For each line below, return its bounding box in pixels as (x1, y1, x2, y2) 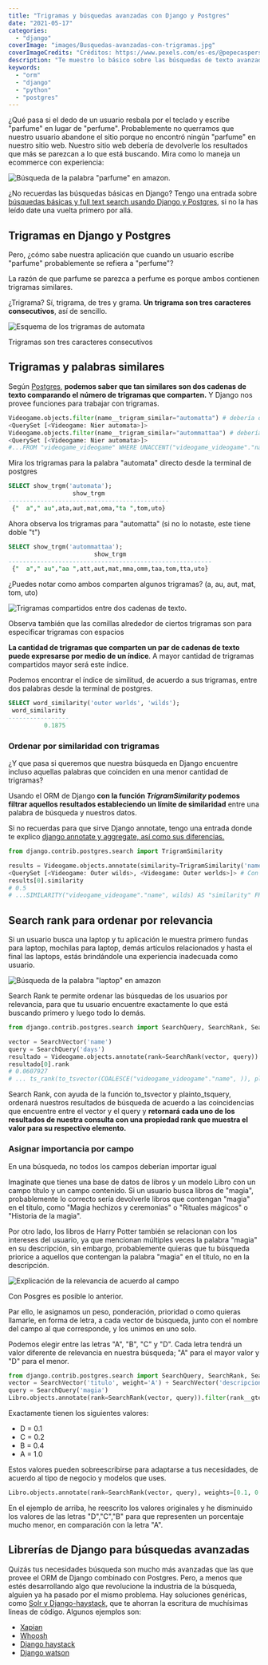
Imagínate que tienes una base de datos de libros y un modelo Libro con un (8, 1177, 256, 1187)
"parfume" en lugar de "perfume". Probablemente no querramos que (8, 124, 235, 133)
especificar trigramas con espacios (8, 628, 124, 637)
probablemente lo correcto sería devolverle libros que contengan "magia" (8, 1194, 250, 1203)
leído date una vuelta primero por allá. (8, 205, 133, 216)
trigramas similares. (8, 283, 73, 292)
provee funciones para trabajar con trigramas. (8, 398, 160, 408)
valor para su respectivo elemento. (8, 1124, 127, 1133)
